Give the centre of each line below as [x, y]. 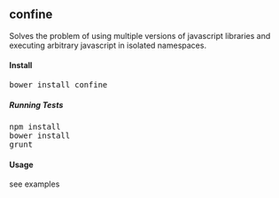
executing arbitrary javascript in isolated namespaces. [108, 45]
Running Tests [36, 104]
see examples [35, 184]
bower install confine [58, 85]
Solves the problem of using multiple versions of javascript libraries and [140, 35]
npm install [35, 126]
